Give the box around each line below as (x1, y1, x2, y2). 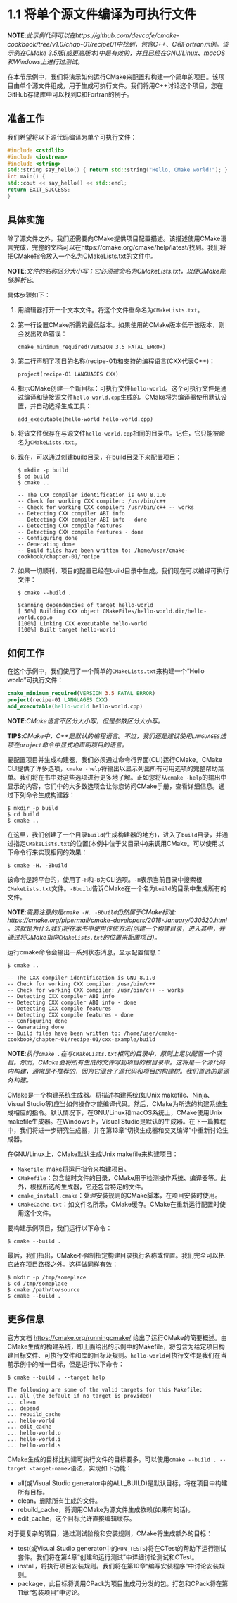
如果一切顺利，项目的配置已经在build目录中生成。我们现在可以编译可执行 (17, 566, 229, 575)
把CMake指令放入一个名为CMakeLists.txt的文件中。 (7, 252, 158, 260)
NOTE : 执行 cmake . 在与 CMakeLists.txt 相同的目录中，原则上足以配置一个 (7, 1050, 216, 1057)
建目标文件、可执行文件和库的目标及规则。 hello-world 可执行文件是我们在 (7, 1351, 221, 1359)
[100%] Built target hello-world (17, 626, 116, 633)
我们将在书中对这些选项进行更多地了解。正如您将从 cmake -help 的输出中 (19, 773, 227, 781)
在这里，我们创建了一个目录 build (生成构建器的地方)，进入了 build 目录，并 (7, 830, 222, 839)
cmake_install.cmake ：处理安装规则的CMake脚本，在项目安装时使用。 (17, 1191, 222, 1199)
